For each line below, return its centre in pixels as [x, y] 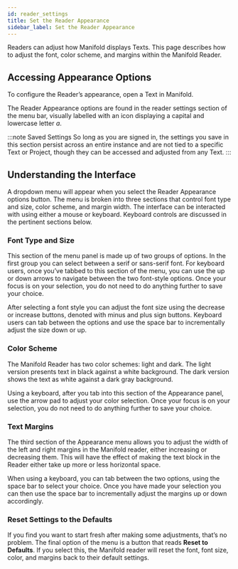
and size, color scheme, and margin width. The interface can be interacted [117, 207]
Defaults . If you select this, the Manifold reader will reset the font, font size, [118, 550]
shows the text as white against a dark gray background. [90, 379]
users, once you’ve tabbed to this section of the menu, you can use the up [116, 271]
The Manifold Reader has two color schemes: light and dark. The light [109, 364]
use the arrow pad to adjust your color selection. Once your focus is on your [119, 400]
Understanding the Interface [72, 175]
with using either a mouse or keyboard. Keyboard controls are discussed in [117, 214]
